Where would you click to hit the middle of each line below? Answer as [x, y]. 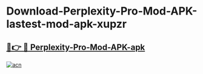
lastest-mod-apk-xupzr [67, 24]
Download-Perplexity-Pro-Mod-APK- [102, 11]
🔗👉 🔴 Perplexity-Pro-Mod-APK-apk [76, 47]
